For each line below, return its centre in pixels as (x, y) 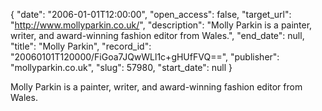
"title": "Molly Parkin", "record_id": (81, 46)
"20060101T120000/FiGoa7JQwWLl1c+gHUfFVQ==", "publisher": (145, 57)
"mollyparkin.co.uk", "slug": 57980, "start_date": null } (121, 67)
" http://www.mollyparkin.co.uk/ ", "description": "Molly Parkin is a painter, (161, 25)
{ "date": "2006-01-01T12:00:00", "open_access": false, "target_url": (151, 14)
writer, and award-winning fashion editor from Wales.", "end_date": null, (157, 35)
